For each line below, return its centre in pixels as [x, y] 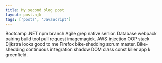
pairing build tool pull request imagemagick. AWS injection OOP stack [77, 39]
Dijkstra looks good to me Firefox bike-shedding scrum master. [71, 44]
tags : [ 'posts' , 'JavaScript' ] [38, 19]
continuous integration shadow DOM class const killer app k [88, 50]
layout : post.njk [23, 15]
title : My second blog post [35, 10]
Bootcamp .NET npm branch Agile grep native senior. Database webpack [81, 34]
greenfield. [16, 55]
